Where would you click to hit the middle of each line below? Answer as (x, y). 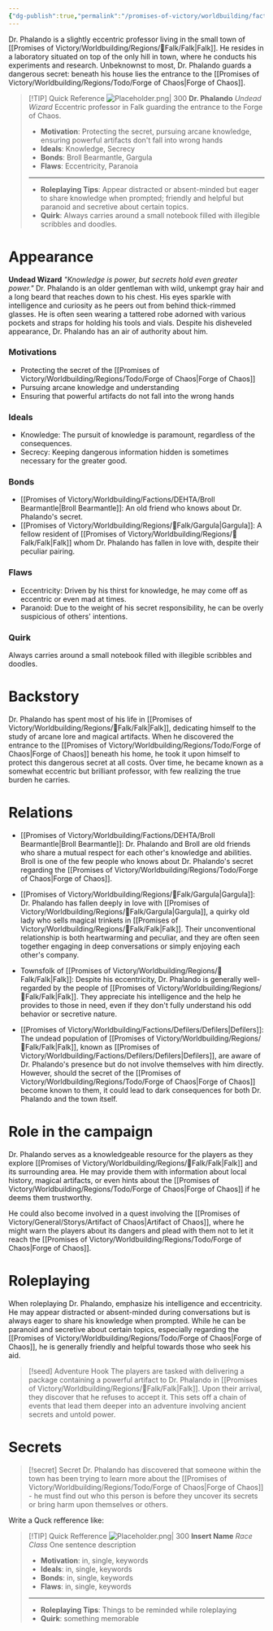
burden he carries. (39, 779)
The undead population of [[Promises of (87, 1038)
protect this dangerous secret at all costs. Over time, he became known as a (136, 762)
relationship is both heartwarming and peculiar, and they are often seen (140, 937)
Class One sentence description (82, 1545)
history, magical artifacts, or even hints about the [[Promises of (114, 1180)
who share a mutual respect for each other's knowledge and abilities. (136, 853)
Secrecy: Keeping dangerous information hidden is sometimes (124, 452)
